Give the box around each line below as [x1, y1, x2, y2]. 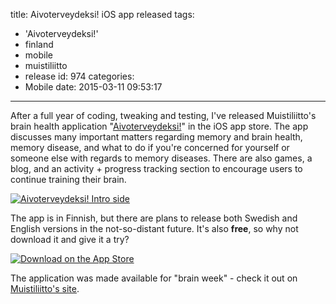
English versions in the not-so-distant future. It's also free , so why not [10, 223, 299, 234]
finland [24, 39, 54, 50]
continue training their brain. [10, 174, 127, 185]
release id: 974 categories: [24, 70, 135, 82]
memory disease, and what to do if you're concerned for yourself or [10, 142, 290, 153]
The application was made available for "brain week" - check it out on [10, 272, 298, 284]
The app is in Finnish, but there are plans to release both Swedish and [10, 212, 298, 224]
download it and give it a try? [10, 234, 130, 245]
